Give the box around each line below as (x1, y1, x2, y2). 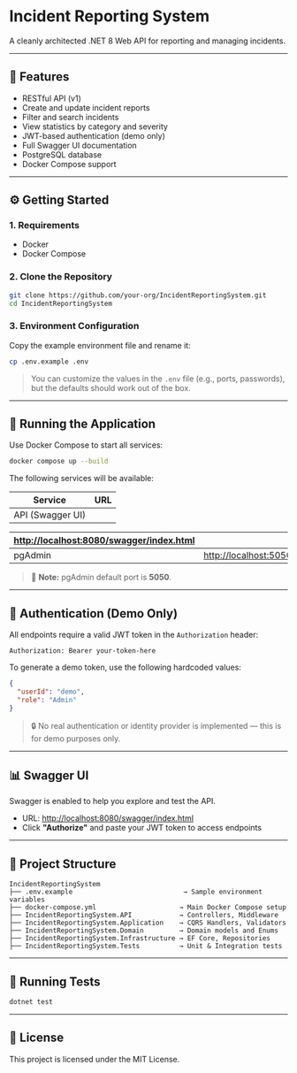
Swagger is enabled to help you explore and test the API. (9, 796, 217, 807)
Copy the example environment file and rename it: (9, 340, 192, 350)
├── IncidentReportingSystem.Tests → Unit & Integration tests (9, 942, 283, 951)
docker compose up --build (9, 457, 109, 466)
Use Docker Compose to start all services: (9, 440, 164, 450)
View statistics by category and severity (21, 121, 168, 132)
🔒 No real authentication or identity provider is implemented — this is (30, 720, 282, 731)
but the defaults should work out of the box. (30, 382, 192, 393)
